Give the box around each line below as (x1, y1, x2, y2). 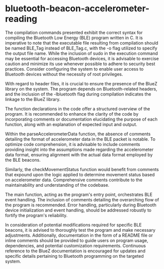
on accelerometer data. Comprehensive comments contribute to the (5, 177, 142, 183)
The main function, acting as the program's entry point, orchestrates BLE (5, 192, 153, 197)
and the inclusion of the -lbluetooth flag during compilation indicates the (5, 91, 151, 97)
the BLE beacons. (5, 157, 41, 163)
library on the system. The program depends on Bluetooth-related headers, (5, 86, 158, 92)
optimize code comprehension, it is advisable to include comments (5, 141, 140, 147)
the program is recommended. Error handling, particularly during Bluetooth (5, 202, 157, 208)
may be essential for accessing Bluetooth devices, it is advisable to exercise (5, 55, 159, 61)
